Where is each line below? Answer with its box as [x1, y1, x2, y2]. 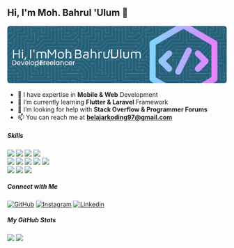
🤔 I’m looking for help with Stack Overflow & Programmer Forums [17, 105, 208, 114]
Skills [7, 132, 24, 140]
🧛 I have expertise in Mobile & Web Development [17, 90, 158, 98]
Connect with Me [7, 183, 58, 191]
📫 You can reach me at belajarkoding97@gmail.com [17, 113, 173, 121]
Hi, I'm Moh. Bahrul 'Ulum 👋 [7, 7, 129, 19]
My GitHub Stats [7, 216, 56, 224]
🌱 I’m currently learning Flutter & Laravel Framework [17, 98, 169, 106]
